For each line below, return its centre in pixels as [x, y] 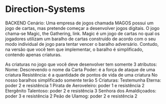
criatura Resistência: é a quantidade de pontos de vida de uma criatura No [82, 75]
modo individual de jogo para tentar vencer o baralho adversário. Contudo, [82, 44]
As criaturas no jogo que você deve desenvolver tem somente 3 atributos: [81, 64]
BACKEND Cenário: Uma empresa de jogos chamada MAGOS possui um [79, 23]
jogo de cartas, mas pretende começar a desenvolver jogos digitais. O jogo [82, 28]
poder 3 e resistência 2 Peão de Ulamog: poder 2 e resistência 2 [71, 96]
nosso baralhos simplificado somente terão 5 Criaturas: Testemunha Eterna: [83, 80]
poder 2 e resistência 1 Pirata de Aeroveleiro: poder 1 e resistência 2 [75, 85]
